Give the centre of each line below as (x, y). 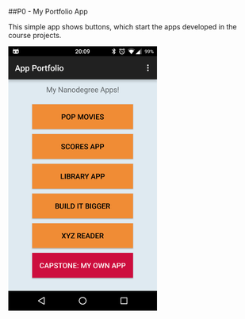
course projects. (35, 35)
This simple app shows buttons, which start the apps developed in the (122, 27)
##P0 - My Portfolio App (48, 12)
